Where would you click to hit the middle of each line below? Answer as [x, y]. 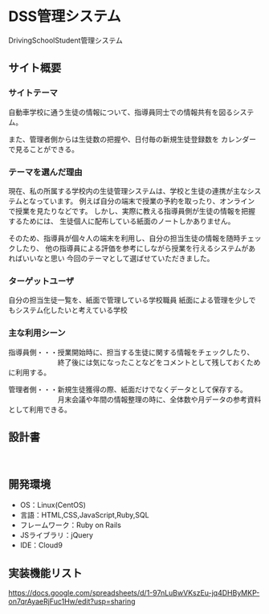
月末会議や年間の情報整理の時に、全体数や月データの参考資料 [159, 399]
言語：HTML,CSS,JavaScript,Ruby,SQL [85, 515]
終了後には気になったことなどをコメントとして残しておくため [159, 362]
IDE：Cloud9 [41, 545]
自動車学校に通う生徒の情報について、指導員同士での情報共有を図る [120, 112]
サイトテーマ [33, 93]
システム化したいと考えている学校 [71, 310]
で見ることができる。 [43, 149]
